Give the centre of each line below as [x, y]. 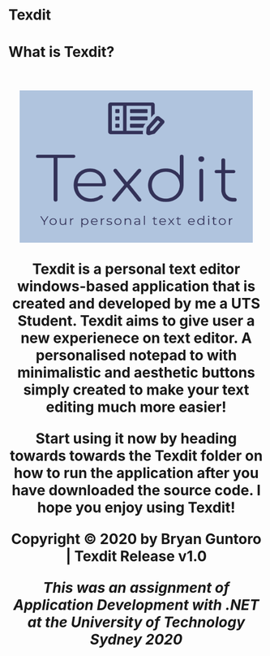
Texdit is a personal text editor [136, 269]
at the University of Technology [136, 622]
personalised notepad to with [136, 356]
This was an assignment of [136, 588]
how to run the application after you [136, 473]
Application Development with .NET [136, 605]
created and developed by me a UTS [136, 304]
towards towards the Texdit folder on [136, 456]
